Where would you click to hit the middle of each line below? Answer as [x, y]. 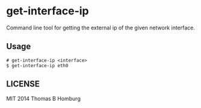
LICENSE [23, 84]
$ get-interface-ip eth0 [37, 65]
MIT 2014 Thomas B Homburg [44, 98]
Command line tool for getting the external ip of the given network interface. [101, 28]
